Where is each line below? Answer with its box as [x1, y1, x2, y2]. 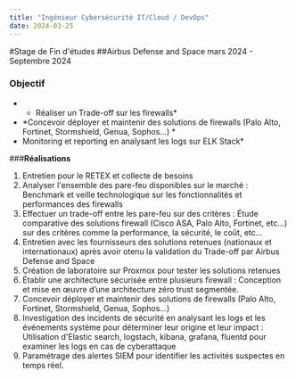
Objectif [9, 78, 45, 90]
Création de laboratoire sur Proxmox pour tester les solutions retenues [21, 265, 281, 276]
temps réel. [21, 359, 64, 370]
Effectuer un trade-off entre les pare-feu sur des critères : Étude [21, 208, 259, 218]
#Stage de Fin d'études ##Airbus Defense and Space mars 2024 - [9, 45, 253, 56]
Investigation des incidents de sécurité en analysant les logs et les [21, 312, 266, 323]
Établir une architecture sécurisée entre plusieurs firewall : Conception [21, 274, 282, 285]
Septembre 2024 [9, 55, 72, 66]
